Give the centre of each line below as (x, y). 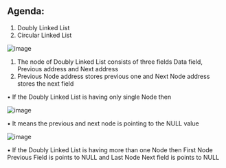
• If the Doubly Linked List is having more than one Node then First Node (110, 149)
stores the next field (45, 83)
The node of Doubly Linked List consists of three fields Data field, (110, 62)
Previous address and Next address (68, 69)
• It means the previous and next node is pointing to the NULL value (103, 123)
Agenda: (26, 11)
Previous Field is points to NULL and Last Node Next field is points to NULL (113, 157)
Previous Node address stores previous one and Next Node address (113, 76)
